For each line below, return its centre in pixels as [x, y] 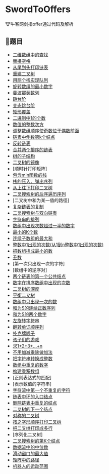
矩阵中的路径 [26, 460]
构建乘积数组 [26, 371]
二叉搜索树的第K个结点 [36, 441]
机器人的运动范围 [30, 466]
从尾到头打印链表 [30, 67]
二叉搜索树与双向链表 [35, 213]
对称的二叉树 [26, 415]
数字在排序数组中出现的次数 [41, 283]
